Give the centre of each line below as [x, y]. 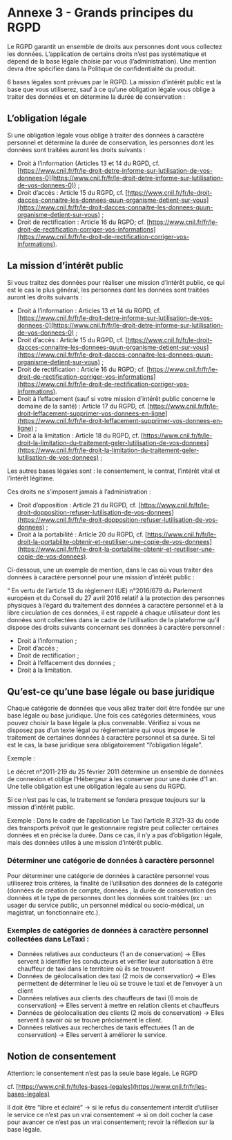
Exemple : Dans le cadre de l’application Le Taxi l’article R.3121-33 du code [113, 821]
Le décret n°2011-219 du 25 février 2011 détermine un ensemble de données [116, 772]
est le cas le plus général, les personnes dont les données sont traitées [108, 290]
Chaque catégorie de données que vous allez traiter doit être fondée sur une [116, 708]
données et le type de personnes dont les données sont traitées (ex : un [109, 897]
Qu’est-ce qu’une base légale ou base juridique [111, 692]
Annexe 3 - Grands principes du [100, 13]
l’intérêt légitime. [31, 478]
